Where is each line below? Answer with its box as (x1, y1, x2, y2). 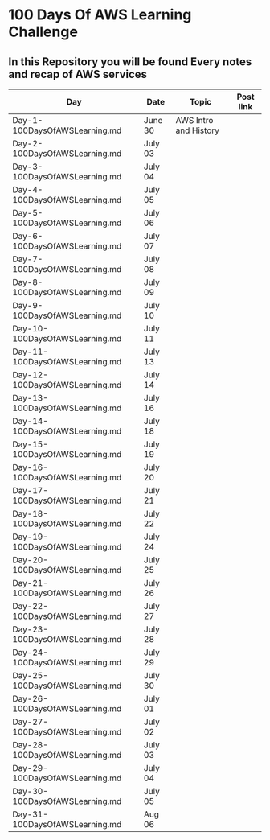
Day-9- (12, 300, 43, 311)
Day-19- (12, 531, 48, 542)
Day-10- (12, 323, 48, 334)
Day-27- (12, 716, 48, 727)
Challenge (8, 23, 79, 41)
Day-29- (12, 763, 48, 773)
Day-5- (12, 208, 43, 218)
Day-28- (12, 739, 48, 750)
